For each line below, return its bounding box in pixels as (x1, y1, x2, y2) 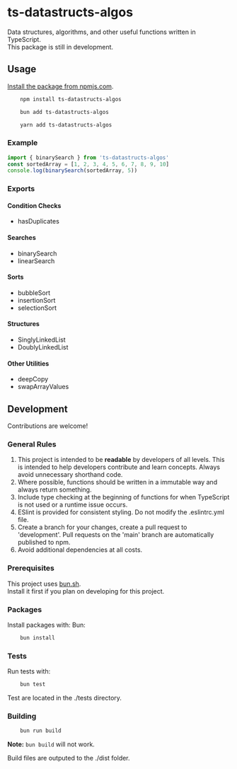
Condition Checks (7, 201, 62, 209)
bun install (20, 634, 55, 641)
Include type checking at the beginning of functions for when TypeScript (17, 493, 230, 502)
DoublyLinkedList (17, 343, 69, 352)
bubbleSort (17, 288, 51, 297)
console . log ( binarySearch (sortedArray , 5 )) (7, 167, 138, 174)
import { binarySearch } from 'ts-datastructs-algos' (7, 154, 170, 161)
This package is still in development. (7, 42, 114, 51)
